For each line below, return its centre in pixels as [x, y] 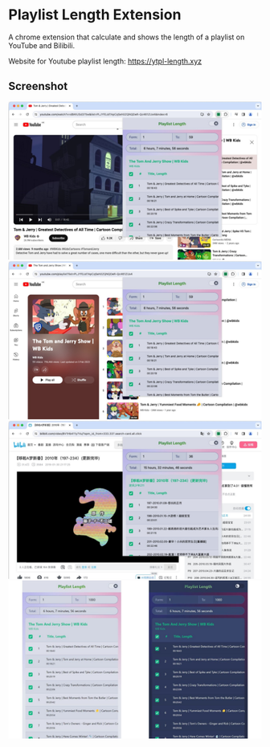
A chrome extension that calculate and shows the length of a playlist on [127, 37]
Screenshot [38, 86]
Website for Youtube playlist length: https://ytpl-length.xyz [105, 61]
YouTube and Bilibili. [42, 45]
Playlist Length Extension [95, 15]
